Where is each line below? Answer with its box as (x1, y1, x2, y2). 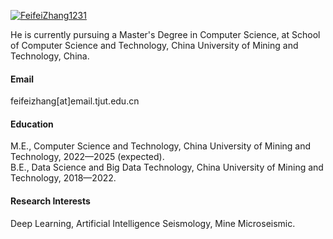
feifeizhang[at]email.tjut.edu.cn (10, 95, 140, 107)
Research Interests (10, 195, 91, 207)
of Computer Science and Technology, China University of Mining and (10, 40, 299, 51)
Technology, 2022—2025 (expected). (10, 151, 165, 163)
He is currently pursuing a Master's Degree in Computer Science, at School (10, 29, 321, 40)
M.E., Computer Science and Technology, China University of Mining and (10, 140, 312, 152)
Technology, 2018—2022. (10, 172, 117, 184)
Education (10, 118, 54, 130)
